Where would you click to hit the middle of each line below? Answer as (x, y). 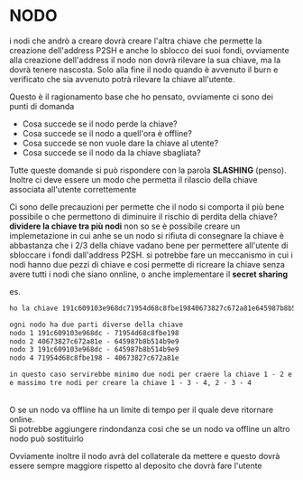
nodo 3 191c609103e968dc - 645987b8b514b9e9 (94, 350)
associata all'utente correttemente (73, 189)
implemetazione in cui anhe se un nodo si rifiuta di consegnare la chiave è (147, 235)
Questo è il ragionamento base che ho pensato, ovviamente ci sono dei (141, 97)
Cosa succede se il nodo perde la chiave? (100, 124)
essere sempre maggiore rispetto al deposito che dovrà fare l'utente (136, 466)
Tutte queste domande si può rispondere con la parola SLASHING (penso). (148, 170)
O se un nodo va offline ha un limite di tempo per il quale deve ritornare (141, 409)
